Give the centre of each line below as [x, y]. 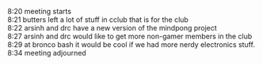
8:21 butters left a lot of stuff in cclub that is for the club [98, 20]
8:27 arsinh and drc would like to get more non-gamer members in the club [130, 36]
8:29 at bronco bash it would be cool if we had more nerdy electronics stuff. [131, 45]
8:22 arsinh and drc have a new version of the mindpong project [112, 28]
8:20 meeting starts [40, 11]
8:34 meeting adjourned [47, 53]
